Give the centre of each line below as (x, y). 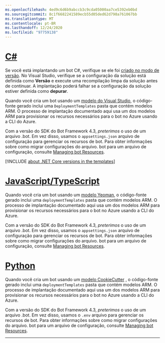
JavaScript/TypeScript (52, 181)
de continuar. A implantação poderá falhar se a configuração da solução (78, 86)
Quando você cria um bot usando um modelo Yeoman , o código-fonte (76, 195)
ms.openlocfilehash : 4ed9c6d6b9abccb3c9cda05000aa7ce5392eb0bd (71, 10)
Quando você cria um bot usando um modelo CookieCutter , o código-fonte (82, 279)
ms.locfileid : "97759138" (31, 32)
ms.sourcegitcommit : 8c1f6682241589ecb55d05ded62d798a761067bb (71, 14)
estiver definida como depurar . (37, 91)
